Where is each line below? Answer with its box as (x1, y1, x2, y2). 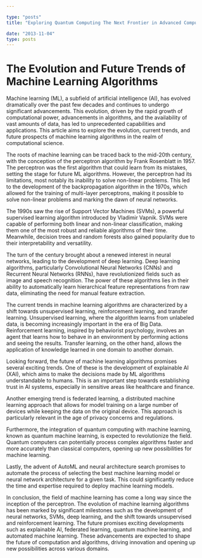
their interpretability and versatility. (6, 240, 93, 247)
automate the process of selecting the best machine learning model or (6, 470, 180, 477)
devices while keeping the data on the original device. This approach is (6, 408, 182, 415)
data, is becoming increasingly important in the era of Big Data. (6, 320, 163, 328)
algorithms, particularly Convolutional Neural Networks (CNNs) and (6, 264, 173, 271)
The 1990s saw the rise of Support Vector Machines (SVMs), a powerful (6, 208, 185, 215)
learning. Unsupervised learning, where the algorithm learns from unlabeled (6, 314, 194, 321)
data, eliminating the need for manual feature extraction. (6, 290, 145, 297)
